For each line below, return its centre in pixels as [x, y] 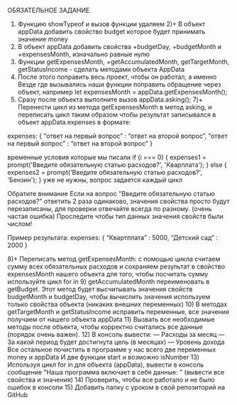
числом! [20, 224]
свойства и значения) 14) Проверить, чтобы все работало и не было [111, 380]
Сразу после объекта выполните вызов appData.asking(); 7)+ [110, 99]
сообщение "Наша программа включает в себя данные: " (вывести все [116, 372]
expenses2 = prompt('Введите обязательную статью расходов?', [105, 172]
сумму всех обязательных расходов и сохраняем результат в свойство [116, 266]
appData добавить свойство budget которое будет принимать [111, 32]
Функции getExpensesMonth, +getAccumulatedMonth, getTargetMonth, [123, 62]
